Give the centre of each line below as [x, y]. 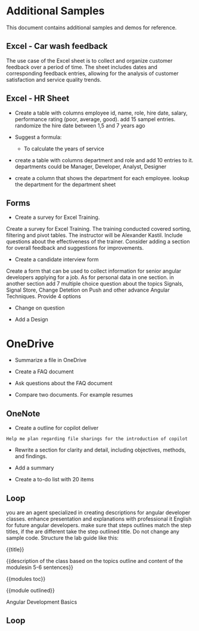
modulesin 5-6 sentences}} [40, 567]
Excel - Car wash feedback [57, 46]
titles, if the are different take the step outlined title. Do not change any [93, 531]
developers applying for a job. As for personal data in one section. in [90, 277]
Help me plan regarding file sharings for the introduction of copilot [97, 439]
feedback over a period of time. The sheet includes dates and [82, 67]
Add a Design [32, 320]
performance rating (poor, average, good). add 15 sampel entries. [95, 119]
